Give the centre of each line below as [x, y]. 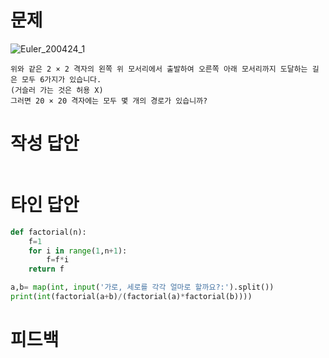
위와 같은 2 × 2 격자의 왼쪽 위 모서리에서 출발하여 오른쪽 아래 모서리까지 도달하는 [159, 69]
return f [46, 269]
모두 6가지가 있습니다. [61, 79]
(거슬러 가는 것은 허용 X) [57, 90]
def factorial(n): [48, 232]
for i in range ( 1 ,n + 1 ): [78, 251]
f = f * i [58, 260]
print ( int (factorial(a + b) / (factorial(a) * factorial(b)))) [131, 297]
